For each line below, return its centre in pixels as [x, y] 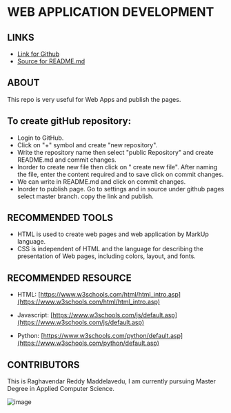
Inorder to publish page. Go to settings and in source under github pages [121, 189]
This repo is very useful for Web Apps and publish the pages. [94, 99]
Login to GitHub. [40, 138]
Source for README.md [51, 61]
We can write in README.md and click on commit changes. [101, 181]
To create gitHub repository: [69, 121]
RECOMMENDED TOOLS [60, 218]
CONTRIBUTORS [43, 364]
